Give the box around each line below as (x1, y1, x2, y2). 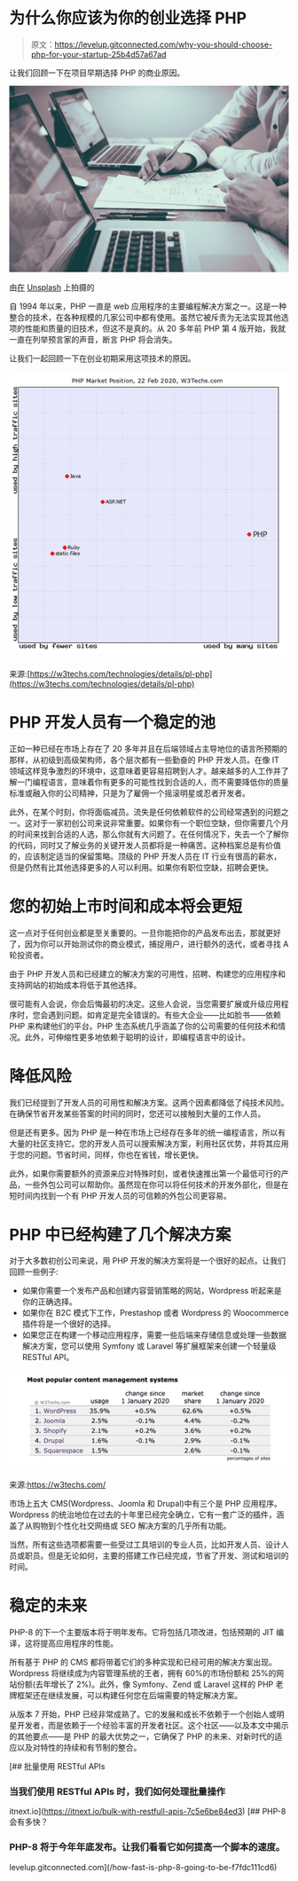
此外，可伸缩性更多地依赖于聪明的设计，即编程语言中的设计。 (24, 1031, 250, 1043)
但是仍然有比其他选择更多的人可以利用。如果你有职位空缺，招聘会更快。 (9, 862, 273, 872)
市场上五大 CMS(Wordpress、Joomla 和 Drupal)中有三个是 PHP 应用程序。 (9, 1499, 282, 1509)
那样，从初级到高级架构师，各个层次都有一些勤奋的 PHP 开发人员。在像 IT (9, 754, 279, 765)
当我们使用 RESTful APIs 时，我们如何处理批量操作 (9, 1785, 226, 1798)
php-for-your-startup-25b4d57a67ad (30, 49, 167, 59)
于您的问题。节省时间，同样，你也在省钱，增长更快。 (9, 1149, 204, 1160)
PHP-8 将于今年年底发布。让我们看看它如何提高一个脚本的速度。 (9, 1841, 286, 1853)
